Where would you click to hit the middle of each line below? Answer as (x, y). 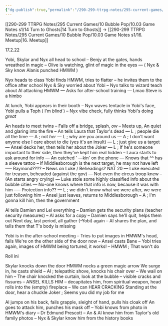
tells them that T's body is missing (40, 226)
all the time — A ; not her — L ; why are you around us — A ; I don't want (80, 136)
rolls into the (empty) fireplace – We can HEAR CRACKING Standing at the (81, 287)
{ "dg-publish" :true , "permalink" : (40, 10)
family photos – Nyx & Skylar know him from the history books (69, 318)
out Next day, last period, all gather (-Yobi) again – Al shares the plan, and (81, 220)
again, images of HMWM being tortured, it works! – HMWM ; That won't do (82, 246)
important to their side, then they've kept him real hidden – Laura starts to (81, 152)
